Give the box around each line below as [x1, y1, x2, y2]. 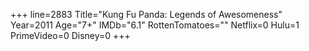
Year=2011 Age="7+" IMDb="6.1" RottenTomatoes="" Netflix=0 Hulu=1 [10, 19, 300, 31]
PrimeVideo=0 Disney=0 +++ [10, 30, 131, 41]
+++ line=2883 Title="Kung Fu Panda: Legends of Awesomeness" [10, 9, 283, 20]
